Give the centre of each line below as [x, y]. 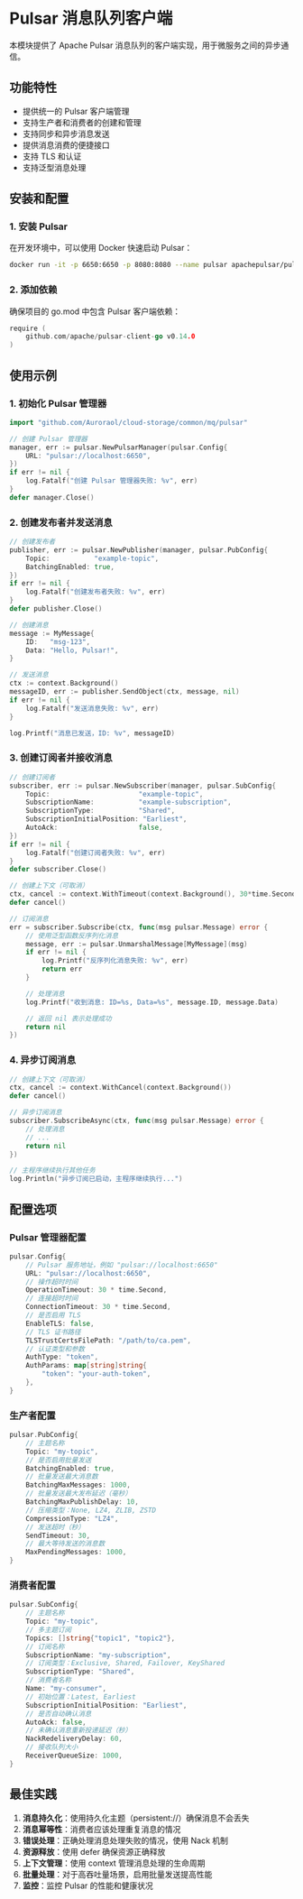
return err [62, 969]
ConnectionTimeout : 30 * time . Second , [98, 1307]
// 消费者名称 [49, 1680]
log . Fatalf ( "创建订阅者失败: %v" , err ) [96, 853]
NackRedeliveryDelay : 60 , [74, 1739]
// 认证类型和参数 [55, 1349]
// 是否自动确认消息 [59, 1714]
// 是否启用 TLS [53, 1315]
